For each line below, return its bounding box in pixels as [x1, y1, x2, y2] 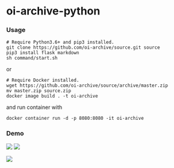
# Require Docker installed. [6, 77, 79, 84]
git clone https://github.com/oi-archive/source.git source [6, 45, 161, 51]
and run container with [6, 104, 63, 111]
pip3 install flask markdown [6, 50, 79, 56]
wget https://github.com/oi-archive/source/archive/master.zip [6, 82, 169, 89]
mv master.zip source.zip [6, 88, 71, 94]
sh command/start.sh [6, 55, 58, 61]
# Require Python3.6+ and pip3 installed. [6, 39, 114, 46]
